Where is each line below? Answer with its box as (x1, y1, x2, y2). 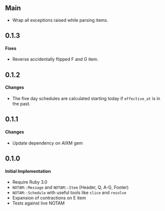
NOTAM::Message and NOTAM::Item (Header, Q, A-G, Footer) (12, 184, 129, 190)
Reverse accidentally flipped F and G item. (12, 56, 99, 62)
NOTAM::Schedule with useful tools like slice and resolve (12, 190, 127, 196)
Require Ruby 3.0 (12, 179, 48, 185)
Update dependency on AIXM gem (12, 140, 83, 146)
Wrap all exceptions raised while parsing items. (12, 17, 109, 23)
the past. (12, 101, 31, 106)
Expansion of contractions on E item (12, 195, 86, 201)
